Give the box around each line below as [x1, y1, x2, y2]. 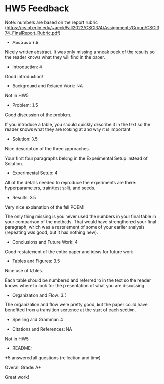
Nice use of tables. [5, 267, 43, 273]
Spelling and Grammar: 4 [12, 316, 63, 322]
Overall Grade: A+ [5, 364, 42, 370]
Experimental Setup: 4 [12, 170, 58, 176]
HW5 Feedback [5, 3, 69, 14]
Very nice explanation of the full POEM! [5, 204, 85, 210]
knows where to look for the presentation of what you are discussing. [5, 282, 146, 288]
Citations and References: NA [12, 326, 72, 332]
